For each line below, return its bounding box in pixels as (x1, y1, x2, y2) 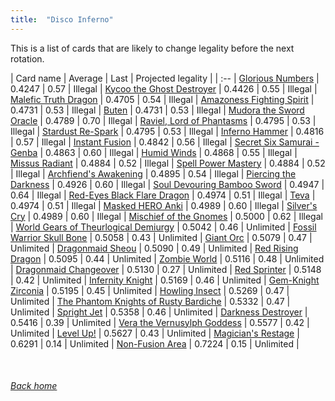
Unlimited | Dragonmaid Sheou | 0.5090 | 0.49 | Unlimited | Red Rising (10, 242, 299, 254)
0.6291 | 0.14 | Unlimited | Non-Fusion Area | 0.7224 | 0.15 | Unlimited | (10, 337, 300, 350)
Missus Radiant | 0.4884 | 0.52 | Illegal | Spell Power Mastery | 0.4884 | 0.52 (10, 157, 326, 169)
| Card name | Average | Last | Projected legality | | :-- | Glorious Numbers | (10, 72, 320, 84)
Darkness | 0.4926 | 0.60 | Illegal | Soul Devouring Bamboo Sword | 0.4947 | (10, 178, 325, 190)
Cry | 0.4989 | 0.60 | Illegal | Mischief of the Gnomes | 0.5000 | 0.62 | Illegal (10, 210, 323, 222)
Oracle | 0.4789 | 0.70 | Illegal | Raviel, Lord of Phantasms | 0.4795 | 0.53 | (10, 114, 317, 126)
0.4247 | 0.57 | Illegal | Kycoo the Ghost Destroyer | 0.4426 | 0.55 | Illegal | (10, 82, 318, 95)
